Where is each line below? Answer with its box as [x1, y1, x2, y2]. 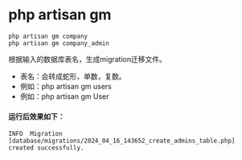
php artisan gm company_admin [8, 39, 110, 47]
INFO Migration [8, 130, 63, 138]
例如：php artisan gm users [19, 81, 113, 91]
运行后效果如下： [8, 111, 65, 121]
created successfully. [8, 144, 84, 152]
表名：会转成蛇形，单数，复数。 [19, 71, 126, 81]
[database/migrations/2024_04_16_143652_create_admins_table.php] [8, 137, 236, 146]
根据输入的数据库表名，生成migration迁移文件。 [8, 54, 167, 64]
